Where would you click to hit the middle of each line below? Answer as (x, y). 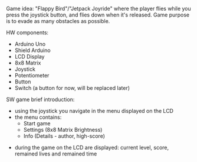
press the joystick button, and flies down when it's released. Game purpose (98, 15)
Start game (37, 123)
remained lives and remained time (56, 154)
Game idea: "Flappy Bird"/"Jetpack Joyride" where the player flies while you (99, 9)
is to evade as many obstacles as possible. (58, 21)
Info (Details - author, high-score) (64, 136)
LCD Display (29, 56)
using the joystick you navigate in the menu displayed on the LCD (94, 111)
